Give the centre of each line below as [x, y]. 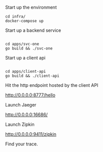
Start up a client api [25, 58]
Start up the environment [31, 7]
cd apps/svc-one [22, 44]
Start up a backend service [33, 30]
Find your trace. [22, 144]
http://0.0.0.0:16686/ [26, 115]
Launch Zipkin [20, 124]
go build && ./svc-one [29, 48]
